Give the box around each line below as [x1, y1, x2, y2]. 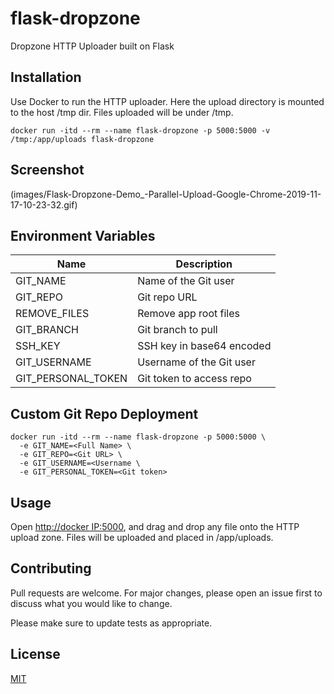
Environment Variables [10, 227, 156, 244]
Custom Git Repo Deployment [10, 405, 199, 422]
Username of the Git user [137, 355, 256, 369]
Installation [10, 69, 82, 86]
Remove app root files [137, 307, 240, 321]
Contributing [10, 560, 92, 577]
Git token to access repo [137, 372, 252, 386]
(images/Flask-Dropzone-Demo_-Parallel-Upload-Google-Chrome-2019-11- [10, 188, 322, 200]
